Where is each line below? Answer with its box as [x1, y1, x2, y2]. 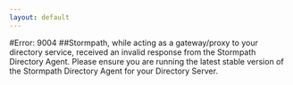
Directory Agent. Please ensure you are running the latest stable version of [9, 56, 284, 66]
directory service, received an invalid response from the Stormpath [9, 46, 256, 58]
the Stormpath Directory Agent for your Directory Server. [9, 66, 219, 76]
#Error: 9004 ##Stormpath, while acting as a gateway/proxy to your [9, 37, 259, 48]
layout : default [9, 12, 70, 22]
